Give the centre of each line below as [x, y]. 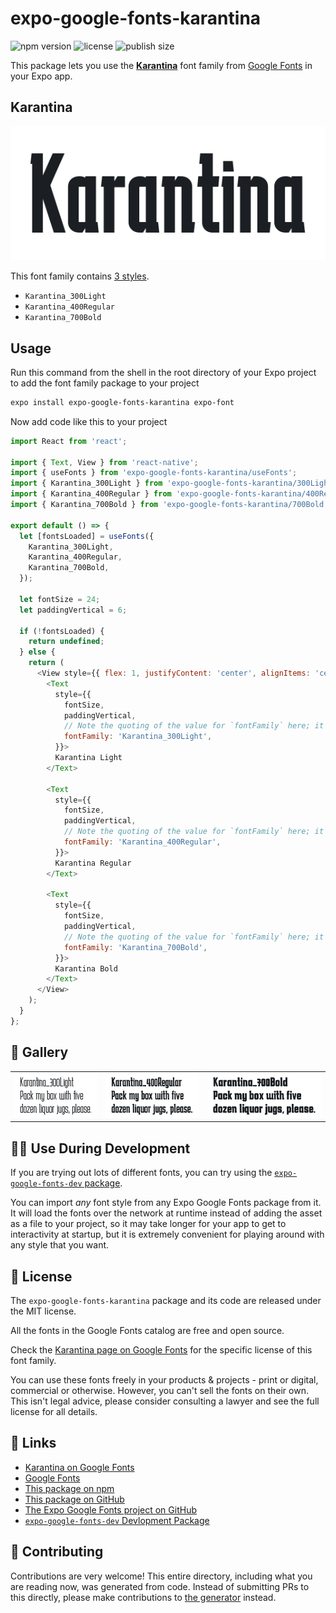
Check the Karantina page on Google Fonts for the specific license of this [161, 1350]
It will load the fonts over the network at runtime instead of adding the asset [166, 1213]
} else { [37, 652]
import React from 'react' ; [69, 441]
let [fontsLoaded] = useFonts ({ [87, 536]
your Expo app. [41, 76]
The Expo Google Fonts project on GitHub [110, 1509]
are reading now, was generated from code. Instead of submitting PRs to [160, 1586]
